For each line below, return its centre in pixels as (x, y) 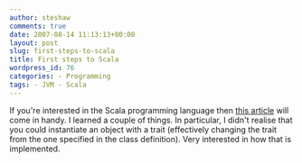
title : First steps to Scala (64, 59)
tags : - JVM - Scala (48, 85)
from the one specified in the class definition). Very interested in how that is (151, 139)
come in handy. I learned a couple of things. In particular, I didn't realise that (151, 120)
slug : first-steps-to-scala (62, 51)
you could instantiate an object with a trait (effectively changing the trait (143, 129)
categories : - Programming (60, 77)
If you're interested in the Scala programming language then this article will (149, 110)
